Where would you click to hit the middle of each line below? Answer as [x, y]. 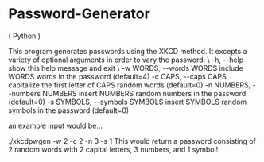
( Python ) [25, 36]
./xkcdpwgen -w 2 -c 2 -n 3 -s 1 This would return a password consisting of [132, 141]
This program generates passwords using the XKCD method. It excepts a [128, 51]
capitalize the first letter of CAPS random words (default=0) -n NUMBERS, [130, 85]
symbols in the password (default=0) [69, 110]
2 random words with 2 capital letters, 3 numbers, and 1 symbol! [113, 149]
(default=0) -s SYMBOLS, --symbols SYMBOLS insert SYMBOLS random [128, 102]
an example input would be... [56, 125]
